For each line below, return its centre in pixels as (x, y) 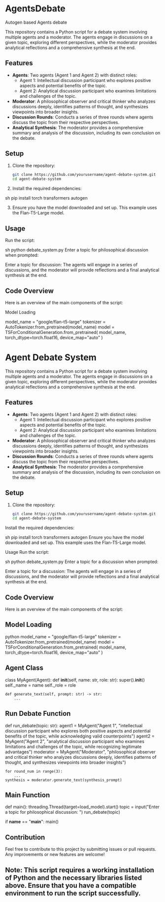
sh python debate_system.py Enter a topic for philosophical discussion (77, 250)
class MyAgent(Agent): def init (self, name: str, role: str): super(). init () (75, 680)
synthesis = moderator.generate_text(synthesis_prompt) (64, 780)
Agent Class (24, 668)
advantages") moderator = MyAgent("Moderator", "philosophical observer (81, 752)
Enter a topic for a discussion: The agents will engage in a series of (73, 572)
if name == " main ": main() (32, 822)
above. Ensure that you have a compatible (71, 885)
